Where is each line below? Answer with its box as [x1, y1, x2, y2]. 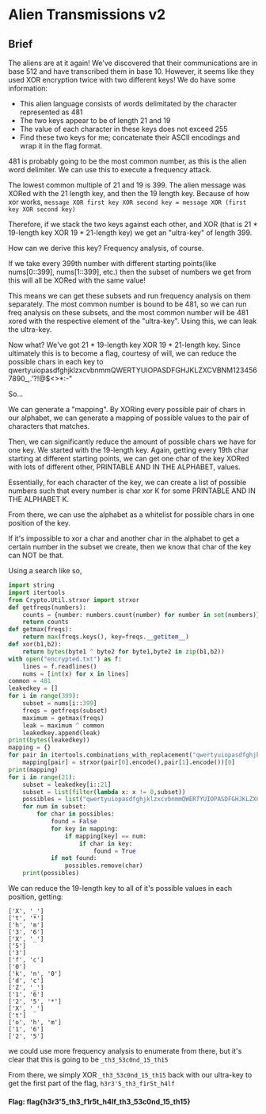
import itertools [8, 588, 66, 596]
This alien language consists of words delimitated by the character [19, 99, 237, 108]
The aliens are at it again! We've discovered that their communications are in [8, 58, 258, 67]
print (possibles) [22, 869, 80, 877]
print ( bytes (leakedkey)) [8, 736, 90, 744]
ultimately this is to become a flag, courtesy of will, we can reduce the [8, 349, 237, 358]
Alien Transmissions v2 [8, 6, 166, 24]
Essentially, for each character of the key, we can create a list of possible [8, 478, 247, 487]
